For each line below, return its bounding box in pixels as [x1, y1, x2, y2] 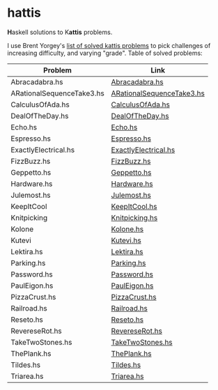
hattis [7, 5, 42, 21]
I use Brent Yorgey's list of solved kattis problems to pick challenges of [7, 41, 211, 49]
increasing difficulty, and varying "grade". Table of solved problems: [7, 49, 203, 57]
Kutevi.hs [111, 235, 141, 245]
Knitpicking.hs [111, 212, 158, 222]
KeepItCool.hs [111, 201, 157, 211]
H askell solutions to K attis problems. [7, 28, 113, 36]
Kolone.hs [111, 224, 144, 234]
